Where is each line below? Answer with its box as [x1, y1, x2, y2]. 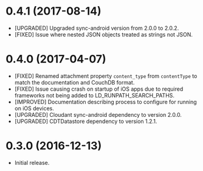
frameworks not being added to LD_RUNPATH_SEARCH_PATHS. [14, 91, 174, 99]
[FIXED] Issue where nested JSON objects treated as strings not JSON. [14, 30, 193, 38]
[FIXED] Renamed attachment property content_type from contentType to [14, 72, 198, 80]
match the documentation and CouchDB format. [14, 79, 135, 86]
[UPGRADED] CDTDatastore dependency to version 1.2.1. [14, 117, 157, 125]
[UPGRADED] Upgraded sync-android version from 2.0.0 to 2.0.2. [14, 24, 179, 32]
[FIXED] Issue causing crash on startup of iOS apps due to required [14, 85, 184, 92]
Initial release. [14, 159, 50, 166]
